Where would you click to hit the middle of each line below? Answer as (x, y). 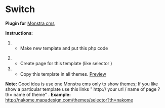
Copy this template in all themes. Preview (63, 74)
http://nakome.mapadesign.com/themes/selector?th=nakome (69, 100)
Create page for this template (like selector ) (66, 63)
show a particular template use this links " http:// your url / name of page (81, 89)
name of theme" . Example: (42, 94)
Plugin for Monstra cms (30, 23)
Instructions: (19, 33)
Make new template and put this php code (64, 48)
